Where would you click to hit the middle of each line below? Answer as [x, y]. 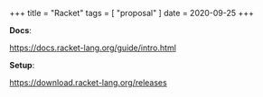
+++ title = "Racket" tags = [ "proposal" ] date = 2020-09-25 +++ [132, 13]
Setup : [22, 65]
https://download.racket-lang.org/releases [88, 83]
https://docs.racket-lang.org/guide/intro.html [93, 48]
